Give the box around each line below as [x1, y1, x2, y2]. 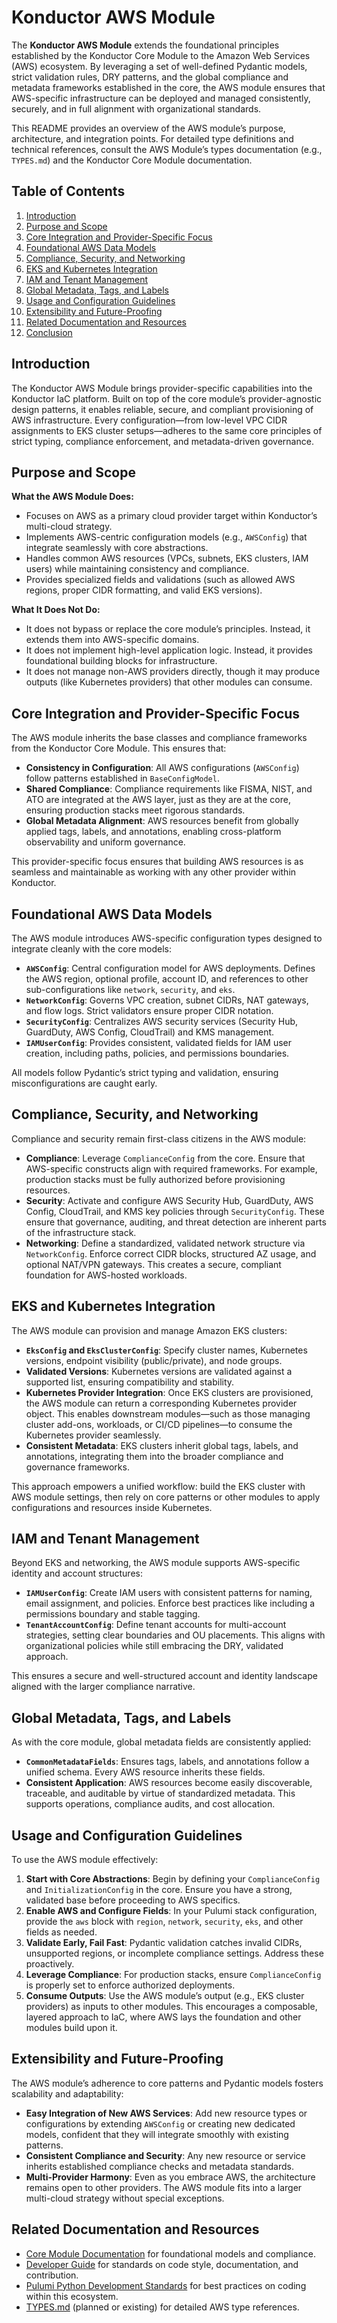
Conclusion [25, 326, 73, 338]
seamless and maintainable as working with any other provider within [11, 866, 297, 878]
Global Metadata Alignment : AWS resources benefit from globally [25, 815, 299, 827]
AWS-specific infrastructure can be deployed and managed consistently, [11, 92, 311, 104]
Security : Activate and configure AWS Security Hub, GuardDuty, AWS [25, 1194, 314, 1206]
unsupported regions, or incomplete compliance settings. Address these [25, 1947, 324, 1960]
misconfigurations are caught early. [11, 1077, 158, 1089]
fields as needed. [25, 1926, 98, 1938]
